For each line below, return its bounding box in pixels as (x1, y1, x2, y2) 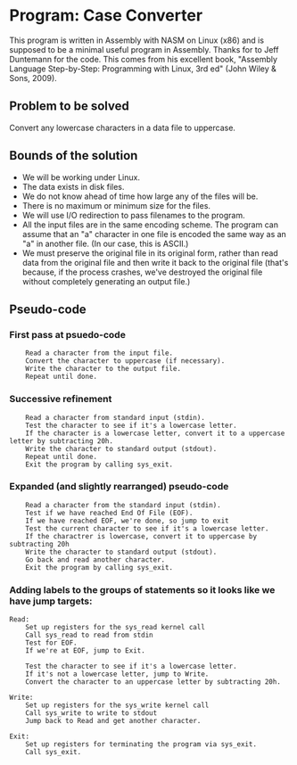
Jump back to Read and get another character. (25, 717, 202, 726)
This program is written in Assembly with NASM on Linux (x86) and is (9, 35, 265, 45)
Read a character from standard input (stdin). (25, 413, 205, 422)
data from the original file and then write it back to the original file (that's (21, 257, 289, 267)
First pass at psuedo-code (9, 328, 127, 341)
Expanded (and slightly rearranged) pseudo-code (9, 481, 229, 493)
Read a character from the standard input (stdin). (25, 500, 221, 509)
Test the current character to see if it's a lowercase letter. (25, 523, 269, 533)
